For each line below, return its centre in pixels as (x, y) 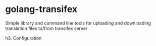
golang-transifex (41, 9)
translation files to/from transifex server (46, 28)
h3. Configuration (23, 38)
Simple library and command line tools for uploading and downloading (78, 23)
